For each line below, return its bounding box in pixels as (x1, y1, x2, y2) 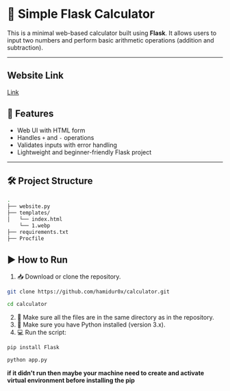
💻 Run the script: (16, 329, 66, 337)
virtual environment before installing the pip (7, 376, 136, 384)
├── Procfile (7, 235, 44, 242)
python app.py (7, 356, 48, 363)
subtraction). (7, 43, 43, 51)
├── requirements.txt (7, 228, 69, 235)
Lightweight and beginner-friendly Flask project (16, 147, 152, 156)
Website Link (7, 70, 64, 82)
